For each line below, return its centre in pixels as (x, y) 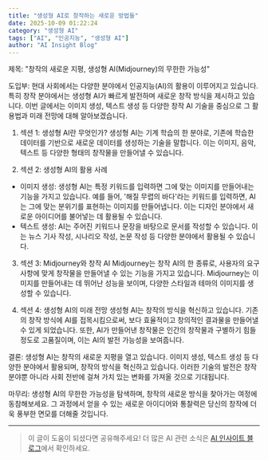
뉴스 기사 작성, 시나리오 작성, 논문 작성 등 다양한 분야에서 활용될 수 (131, 237)
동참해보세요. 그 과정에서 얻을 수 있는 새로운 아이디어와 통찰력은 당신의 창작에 (128, 404)
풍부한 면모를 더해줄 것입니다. (63, 414)
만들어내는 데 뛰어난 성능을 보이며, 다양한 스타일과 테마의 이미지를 (143, 283)
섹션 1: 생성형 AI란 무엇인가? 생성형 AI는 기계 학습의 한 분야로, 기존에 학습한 (137, 133)
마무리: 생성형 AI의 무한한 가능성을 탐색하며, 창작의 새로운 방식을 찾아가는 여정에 (133, 394)
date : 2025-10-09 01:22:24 (53, 23)
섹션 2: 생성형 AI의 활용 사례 (63, 170)
